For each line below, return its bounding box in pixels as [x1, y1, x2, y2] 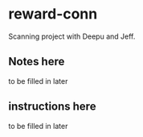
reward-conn [8, 5, 98, 23]
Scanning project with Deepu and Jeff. [8, 31, 136, 41]
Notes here [8, 55, 65, 68]
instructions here [8, 100, 96, 114]
